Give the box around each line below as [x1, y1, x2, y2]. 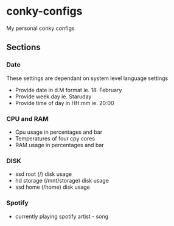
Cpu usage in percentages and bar [15, 128, 102, 136]
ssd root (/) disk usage [15, 170, 72, 178]
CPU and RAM [6, 114, 49, 123]
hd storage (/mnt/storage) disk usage [15, 177, 110, 184]
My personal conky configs [6, 24, 75, 32]
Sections [6, 42, 41, 53]
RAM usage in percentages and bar [15, 141, 105, 148]
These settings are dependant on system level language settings [6, 75, 169, 82]
